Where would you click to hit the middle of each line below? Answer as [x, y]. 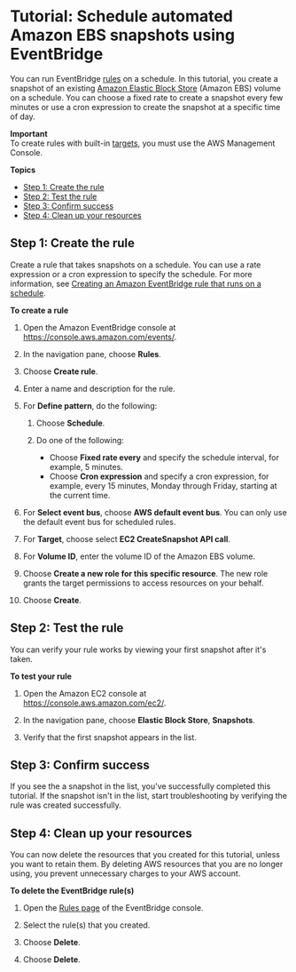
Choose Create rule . [60, 371]
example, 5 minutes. [86, 466]
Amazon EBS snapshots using [123, 35]
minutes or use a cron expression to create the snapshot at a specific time [145, 107]
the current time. [80, 495]
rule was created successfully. [66, 805]
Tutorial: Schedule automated [122, 16]
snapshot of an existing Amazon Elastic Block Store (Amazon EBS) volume [146, 88]
